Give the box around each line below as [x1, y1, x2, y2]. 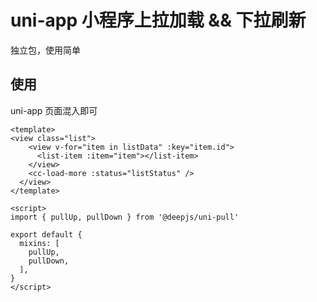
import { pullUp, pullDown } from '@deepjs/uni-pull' [10, 212, 240, 222]
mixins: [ [19, 238, 60, 248]
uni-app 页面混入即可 [10, 104, 98, 116]
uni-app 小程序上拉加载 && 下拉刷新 [10, 9, 307, 32]
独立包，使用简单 [10, 44, 81, 56]
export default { [10, 229, 83, 240]
